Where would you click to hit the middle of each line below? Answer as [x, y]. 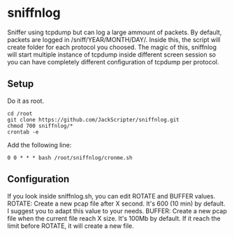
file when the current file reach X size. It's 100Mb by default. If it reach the [114, 218]
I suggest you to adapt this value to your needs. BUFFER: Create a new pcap [117, 210]
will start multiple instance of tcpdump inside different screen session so [112, 55]
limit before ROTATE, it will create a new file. [71, 226]
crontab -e [23, 132]
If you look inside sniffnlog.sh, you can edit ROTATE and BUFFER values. [111, 196]
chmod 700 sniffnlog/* [40, 126]
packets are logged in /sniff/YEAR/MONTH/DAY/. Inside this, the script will [114, 39]
